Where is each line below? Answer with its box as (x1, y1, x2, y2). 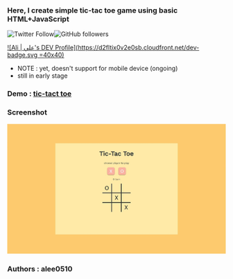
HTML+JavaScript (7, 14, 69, 24)
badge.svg (7, 51, 38, 59)
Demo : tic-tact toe (7, 89, 72, 99)
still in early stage (17, 71, 68, 80)
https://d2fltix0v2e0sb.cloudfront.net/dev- (77, 44, 200, 52)
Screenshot (7, 108, 47, 117)
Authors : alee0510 (7, 264, 73, 274)
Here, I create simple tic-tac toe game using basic (7, 6, 178, 15)
